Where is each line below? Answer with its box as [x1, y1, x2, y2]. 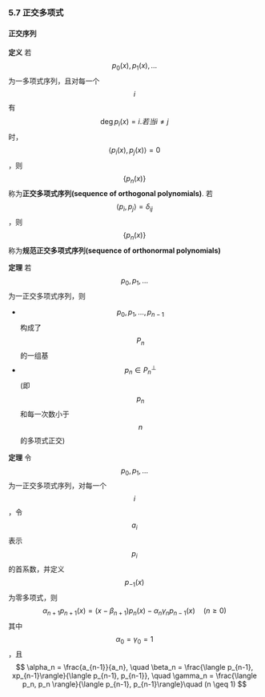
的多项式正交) [19, 435, 66, 445]
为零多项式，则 [8, 592, 58, 602]
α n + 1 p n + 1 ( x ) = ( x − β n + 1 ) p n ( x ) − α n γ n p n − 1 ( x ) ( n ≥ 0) [42, 606, 227, 617]
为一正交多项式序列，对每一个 [8, 481, 106, 491]
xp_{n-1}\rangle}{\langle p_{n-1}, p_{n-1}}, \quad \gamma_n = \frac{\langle [11, 671, 258, 681]
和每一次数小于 [19, 409, 70, 419]
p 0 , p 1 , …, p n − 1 [116, 306, 165, 318]
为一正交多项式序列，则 [8, 290, 86, 301]
